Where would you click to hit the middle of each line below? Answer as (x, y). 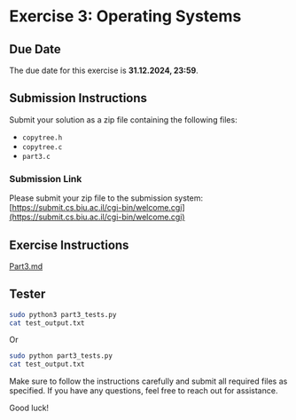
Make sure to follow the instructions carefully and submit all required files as (148, 381)
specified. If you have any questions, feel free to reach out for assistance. (144, 391)
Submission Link (46, 178)
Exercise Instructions (69, 245)
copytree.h (42, 138)
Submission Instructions (78, 98)
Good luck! (29, 408)
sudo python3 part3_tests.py (63, 314)
